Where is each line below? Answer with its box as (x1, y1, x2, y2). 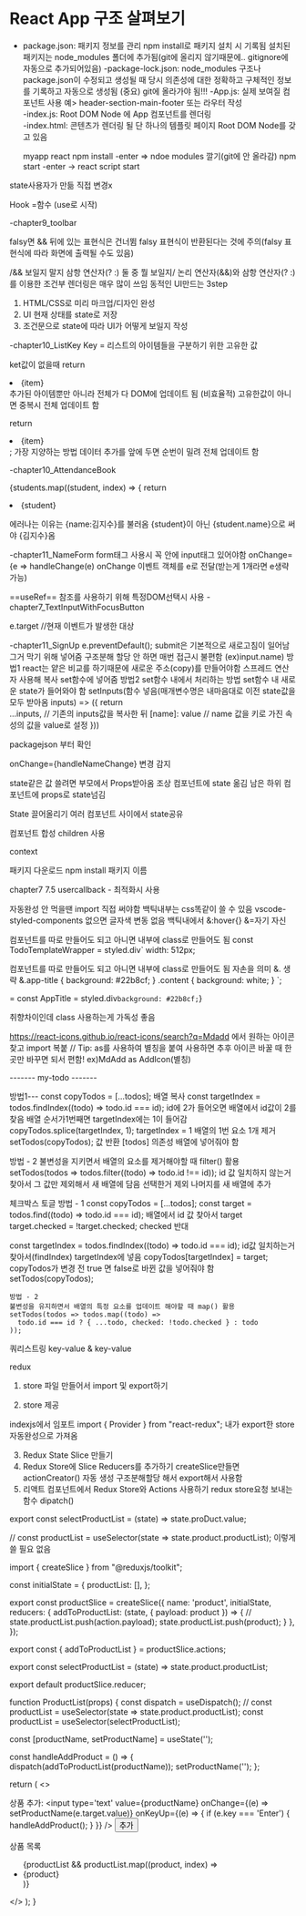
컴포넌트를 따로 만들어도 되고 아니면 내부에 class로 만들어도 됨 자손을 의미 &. (9, 963, 281, 974)
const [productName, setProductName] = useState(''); (9, 1733, 214, 1745)
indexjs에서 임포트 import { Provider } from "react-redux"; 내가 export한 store (9, 1419, 295, 1429)
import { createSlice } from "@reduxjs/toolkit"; (9, 1562, 183, 1573)
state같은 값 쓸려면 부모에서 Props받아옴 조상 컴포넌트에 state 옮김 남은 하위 (9, 777, 282, 788)
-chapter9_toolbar (9, 217, 77, 228)
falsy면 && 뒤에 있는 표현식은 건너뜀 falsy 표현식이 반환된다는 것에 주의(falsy (9, 236, 282, 247)
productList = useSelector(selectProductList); (9, 1716, 180, 1726)
